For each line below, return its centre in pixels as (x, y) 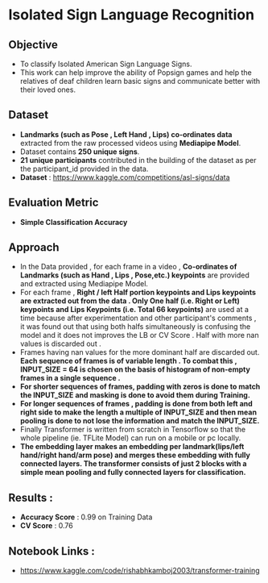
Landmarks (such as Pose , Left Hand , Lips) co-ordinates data (126, 134)
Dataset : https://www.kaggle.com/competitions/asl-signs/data (125, 177)
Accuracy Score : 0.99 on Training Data (86, 517)
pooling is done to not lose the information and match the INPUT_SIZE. (140, 421)
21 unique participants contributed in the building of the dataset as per (138, 160)
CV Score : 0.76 (47, 526)
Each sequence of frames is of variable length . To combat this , (128, 361)
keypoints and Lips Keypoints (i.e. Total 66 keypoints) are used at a (134, 310)
